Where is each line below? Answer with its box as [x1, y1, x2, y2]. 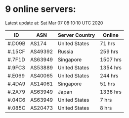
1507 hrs [99, 56, 122, 63]
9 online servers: [5, 3, 76, 15]
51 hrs [99, 80, 115, 87]
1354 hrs [99, 64, 122, 71]
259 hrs [99, 48, 119, 55]
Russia [57, 48, 73, 55]
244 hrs [99, 72, 119, 79]
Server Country [57, 31, 95, 38]
